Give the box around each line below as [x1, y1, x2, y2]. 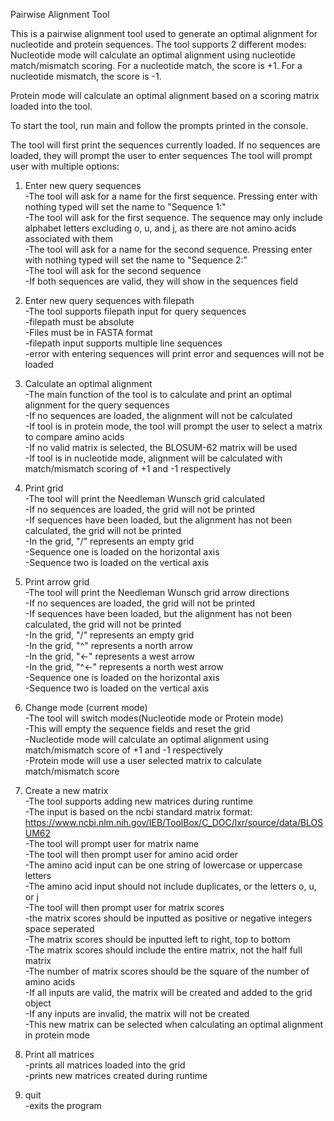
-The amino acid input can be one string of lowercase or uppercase [24, 859, 303, 871]
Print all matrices [24, 1049, 95, 1060]
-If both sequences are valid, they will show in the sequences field [24, 275, 299, 287]
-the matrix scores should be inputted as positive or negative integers [24, 912, 313, 924]
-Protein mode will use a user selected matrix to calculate [24, 755, 262, 766]
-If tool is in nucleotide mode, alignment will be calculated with [24, 452, 283, 464]
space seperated [24, 923, 95, 934]
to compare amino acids [24, 431, 125, 443]
